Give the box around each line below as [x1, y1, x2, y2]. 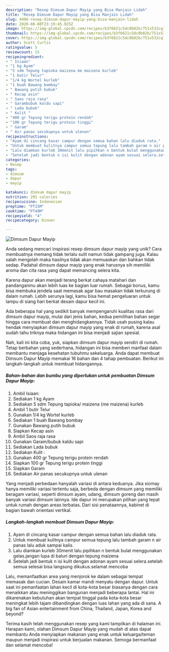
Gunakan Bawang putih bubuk [13, 423, 76, 429]
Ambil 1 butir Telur [13, 407, 51, 413]
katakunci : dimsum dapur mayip [6, 190, 71, 195]
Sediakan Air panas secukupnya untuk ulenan [13, 471, 108, 477]
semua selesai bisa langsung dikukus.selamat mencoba [13, 564, 128, 570]
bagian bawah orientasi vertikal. [6, 507, 72, 513]
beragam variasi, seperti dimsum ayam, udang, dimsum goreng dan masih [6, 491, 159, 497]
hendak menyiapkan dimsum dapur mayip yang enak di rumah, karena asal [6, 324, 160, 331]
